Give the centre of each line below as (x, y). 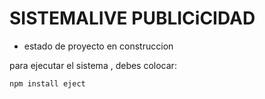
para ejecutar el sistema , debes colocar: (93, 65)
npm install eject (47, 83)
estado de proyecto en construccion (98, 46)
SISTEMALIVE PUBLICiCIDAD (132, 18)
